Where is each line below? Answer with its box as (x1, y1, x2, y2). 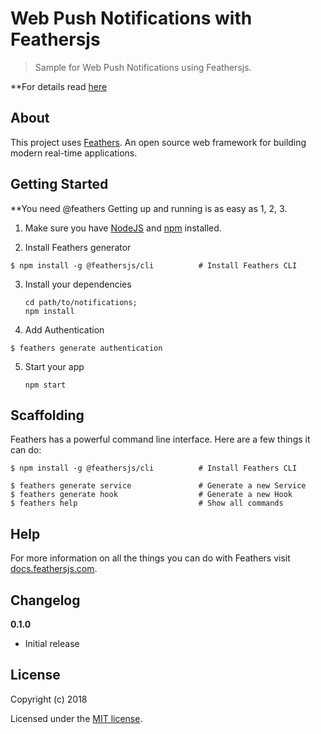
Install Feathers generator (24, 241, 132, 253)
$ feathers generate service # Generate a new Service (10, 481, 307, 491)
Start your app (24, 360, 85, 372)
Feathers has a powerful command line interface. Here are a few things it (10, 433, 311, 446)
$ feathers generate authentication (10, 343, 163, 353)
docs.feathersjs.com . (10, 563, 98, 575)
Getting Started (10, 176, 109, 193)
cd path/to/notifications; (24, 297, 138, 307)
